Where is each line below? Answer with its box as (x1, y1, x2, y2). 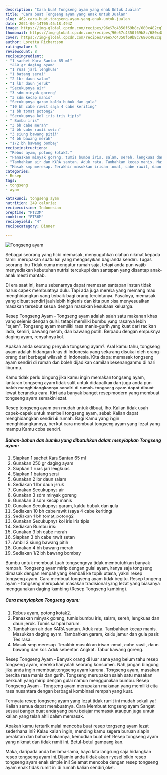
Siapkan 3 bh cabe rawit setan (12, 534, 75, 540)
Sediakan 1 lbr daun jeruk (12, 481, 65, 487)
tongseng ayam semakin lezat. (5, 395, 68, 401)
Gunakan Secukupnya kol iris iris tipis (12, 518, 90, 524)
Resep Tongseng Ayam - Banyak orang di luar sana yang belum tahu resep (5, 656, 158, 662)
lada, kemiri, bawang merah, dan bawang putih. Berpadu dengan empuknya (5, 328, 161, 334)
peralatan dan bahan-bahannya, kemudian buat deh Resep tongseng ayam (5, 733, 158, 739)
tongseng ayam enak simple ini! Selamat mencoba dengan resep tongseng (5, 759, 158, 765)
